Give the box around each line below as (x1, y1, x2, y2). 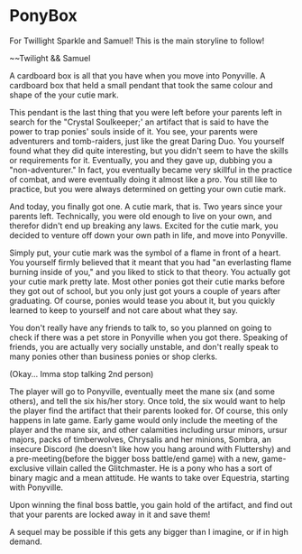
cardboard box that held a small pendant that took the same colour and (9, 79, 273, 90)
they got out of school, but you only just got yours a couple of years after (9, 285, 281, 296)
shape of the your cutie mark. (9, 89, 119, 100)
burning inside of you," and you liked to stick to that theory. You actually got (9, 266, 291, 277)
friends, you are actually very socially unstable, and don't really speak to (9, 341, 279, 352)
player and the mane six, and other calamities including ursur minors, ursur (9, 424, 288, 435)
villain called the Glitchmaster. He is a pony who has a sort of (46, 462, 273, 474)
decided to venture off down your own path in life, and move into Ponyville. (9, 229, 288, 240)
